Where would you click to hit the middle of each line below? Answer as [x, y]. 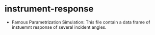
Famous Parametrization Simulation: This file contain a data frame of [81, 22]
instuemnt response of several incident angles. [59, 27]
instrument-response [49, 9]
